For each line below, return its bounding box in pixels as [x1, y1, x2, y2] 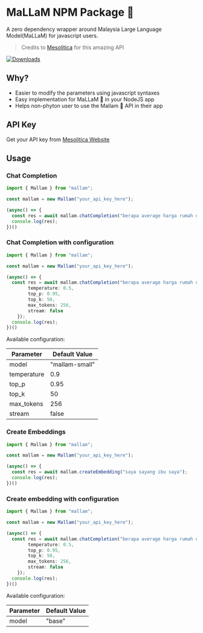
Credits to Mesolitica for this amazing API [21, 44, 124, 51]
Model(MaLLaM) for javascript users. [6, 32, 98, 39]
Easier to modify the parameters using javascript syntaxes [14, 89, 160, 96]
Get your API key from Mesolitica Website [6, 136, 110, 143]
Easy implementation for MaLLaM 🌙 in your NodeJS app [14, 95, 155, 102]
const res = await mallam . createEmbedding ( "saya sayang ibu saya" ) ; [11, 469, 188, 475]
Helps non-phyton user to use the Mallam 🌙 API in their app [14, 102, 163, 109]
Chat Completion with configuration [6, 238, 114, 247]
